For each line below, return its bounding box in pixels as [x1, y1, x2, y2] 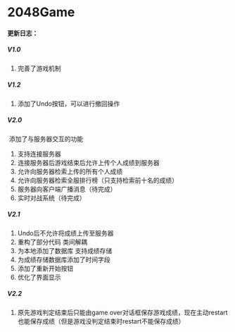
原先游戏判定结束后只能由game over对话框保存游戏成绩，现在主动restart [17, 308, 228, 316]
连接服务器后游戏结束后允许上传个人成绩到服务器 [17, 158, 160, 166]
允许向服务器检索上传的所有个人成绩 [17, 167, 123, 176]
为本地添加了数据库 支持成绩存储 [17, 246, 113, 254]
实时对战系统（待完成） [17, 193, 86, 202]
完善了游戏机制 [17, 64, 61, 73]
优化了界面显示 [17, 273, 61, 281]
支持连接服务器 [17, 149, 61, 158]
